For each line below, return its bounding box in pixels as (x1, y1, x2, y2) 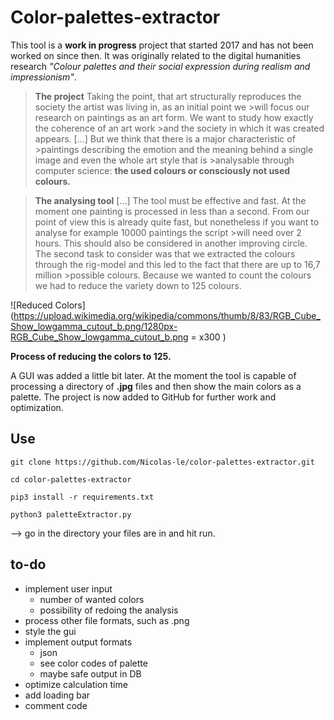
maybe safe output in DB (39, 667, 142, 680)
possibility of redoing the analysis (39, 604, 179, 616)
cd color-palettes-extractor (10, 474, 132, 485)
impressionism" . (10, 71, 77, 83)
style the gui (24, 625, 77, 637)
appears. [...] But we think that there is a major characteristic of (34, 132, 296, 145)
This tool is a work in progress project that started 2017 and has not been (10, 39, 314, 51)
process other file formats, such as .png (24, 614, 190, 626)
